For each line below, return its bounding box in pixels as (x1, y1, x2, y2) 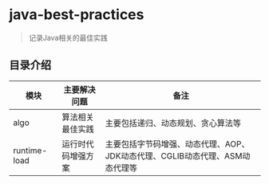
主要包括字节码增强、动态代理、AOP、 (105, 138, 250, 149)
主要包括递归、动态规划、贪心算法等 (105, 117, 242, 128)
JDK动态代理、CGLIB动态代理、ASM (105, 150, 243, 161)
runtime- (13, 145, 47, 156)
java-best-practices (9, 6, 144, 24)
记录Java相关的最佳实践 (28, 33, 109, 42)
